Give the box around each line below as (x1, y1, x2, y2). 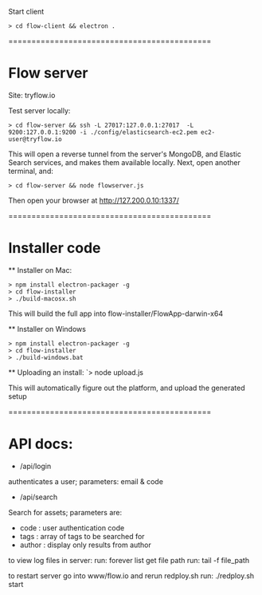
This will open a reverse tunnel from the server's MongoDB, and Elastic (8, 149, 241, 159)
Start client (8, 7, 45, 16)
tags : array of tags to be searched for (19, 531, 145, 541)
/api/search (19, 492, 58, 502)
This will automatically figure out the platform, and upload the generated (8, 383, 245, 392)
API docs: (8, 435, 73, 453)
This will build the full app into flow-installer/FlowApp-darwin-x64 (8, 309, 224, 318)
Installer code (8, 239, 101, 258)
